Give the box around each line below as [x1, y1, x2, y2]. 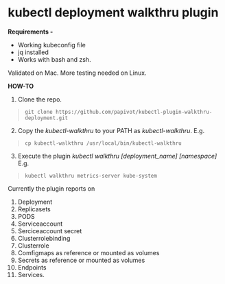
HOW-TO [8, 82, 34, 90]
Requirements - [8, 27, 54, 36]
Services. [17, 270, 45, 279]
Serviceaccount [17, 220, 63, 228]
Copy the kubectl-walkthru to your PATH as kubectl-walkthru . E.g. [17, 126, 205, 134]
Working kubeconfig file [17, 40, 86, 49]
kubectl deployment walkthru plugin [8, 5, 219, 21]
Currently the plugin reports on [8, 184, 95, 193]
